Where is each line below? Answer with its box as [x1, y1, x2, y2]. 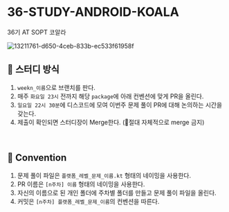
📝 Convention [7, 152, 67, 164]
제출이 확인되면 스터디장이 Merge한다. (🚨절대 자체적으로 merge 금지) [17, 118, 205, 126]
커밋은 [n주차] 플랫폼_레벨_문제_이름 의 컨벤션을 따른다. [17, 197, 160, 205]
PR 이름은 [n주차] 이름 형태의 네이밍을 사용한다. [17, 179, 145, 188]
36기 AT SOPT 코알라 [7, 28, 66, 36]
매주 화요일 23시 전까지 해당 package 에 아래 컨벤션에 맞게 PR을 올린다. [17, 91, 204, 100]
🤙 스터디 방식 [7, 64, 60, 76]
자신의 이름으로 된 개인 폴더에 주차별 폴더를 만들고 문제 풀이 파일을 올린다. [17, 188, 217, 197]
